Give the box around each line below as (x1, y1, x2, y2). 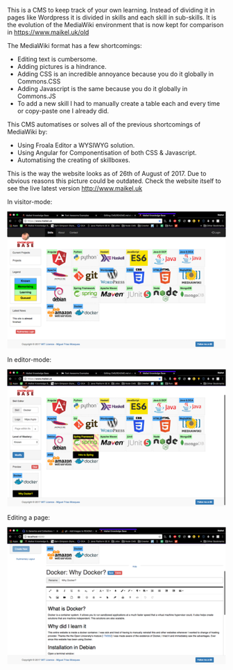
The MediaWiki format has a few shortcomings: (7, 42, 142, 49)
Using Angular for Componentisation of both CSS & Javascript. (17, 149, 197, 157)
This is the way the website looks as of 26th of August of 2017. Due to (7, 170, 207, 177)
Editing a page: (7, 513, 51, 521)
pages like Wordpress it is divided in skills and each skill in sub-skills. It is (7, 13, 217, 22)
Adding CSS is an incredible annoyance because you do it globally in (17, 70, 214, 78)
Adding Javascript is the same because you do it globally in (17, 85, 188, 93)
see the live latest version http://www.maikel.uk (7, 184, 143, 192)
